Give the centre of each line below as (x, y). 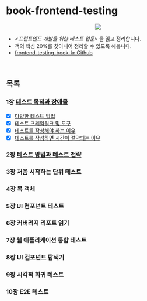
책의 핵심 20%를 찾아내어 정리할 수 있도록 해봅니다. (73, 46)
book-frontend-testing (62, 11)
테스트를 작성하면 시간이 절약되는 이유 (57, 138)
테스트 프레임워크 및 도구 (43, 123)
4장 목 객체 (21, 189)
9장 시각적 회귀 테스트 (35, 275)
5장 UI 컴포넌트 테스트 (35, 206)
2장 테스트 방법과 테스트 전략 (44, 155)
